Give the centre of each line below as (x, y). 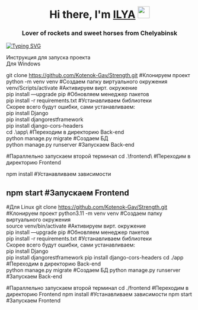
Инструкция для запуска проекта (48, 58)
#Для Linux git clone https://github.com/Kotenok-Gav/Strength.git (87, 207)
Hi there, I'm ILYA (92, 15)
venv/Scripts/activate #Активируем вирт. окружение (72, 88)
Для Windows (23, 64)
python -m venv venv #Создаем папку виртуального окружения (87, 82)
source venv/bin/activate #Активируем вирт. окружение (76, 226)
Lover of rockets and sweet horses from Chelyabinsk (100, 33)
